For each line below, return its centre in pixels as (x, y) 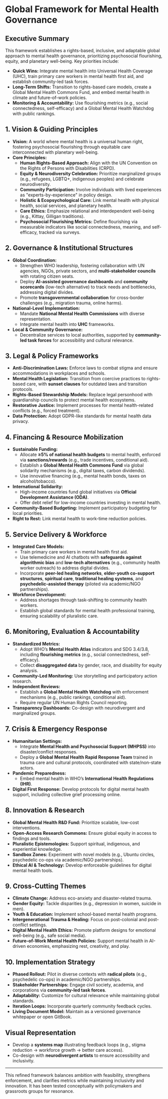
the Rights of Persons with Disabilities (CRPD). (67, 168)
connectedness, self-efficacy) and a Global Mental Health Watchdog (83, 108)
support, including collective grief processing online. (66, 794)
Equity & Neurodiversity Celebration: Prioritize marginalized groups (90, 173)
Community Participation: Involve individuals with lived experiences (90, 189)
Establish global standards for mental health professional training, (87, 611)
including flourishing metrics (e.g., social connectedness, (80, 654)
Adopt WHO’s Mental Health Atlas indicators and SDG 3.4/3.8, (84, 649)
